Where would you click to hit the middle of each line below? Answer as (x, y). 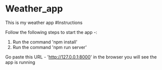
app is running (20, 62)
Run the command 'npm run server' (50, 47)
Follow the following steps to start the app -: (51, 32)
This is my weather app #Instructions (44, 22)
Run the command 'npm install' (45, 42)
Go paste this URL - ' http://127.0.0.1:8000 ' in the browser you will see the (81, 57)
